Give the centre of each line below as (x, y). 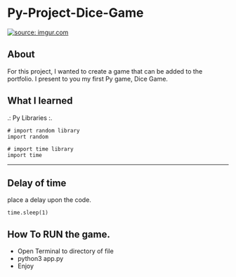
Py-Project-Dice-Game (76, 13)
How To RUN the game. (59, 234)
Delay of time (37, 183)
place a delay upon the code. (49, 200)
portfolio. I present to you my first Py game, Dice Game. (88, 79)
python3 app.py (40, 259)
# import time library (40, 149)
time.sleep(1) (28, 213)
